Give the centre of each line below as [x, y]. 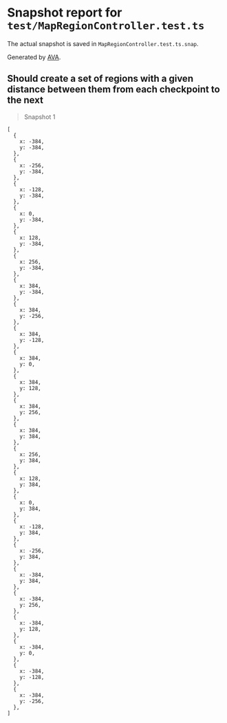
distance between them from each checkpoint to [113, 90]
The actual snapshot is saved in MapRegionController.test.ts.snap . [103, 43]
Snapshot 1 [40, 117]
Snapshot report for [65, 13]
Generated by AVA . [34, 57]
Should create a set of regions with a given [100, 79]
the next [25, 100]
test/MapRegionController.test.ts [106, 26]
